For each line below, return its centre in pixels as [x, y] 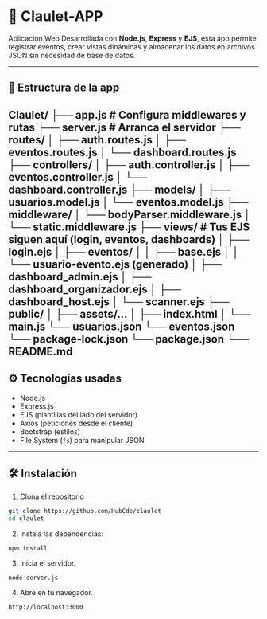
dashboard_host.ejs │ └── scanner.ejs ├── [119, 302]
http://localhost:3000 [46, 607]
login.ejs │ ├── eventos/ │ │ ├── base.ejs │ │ [124, 251]
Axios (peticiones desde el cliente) [76, 423]
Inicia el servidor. [48, 563]
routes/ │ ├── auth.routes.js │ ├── [97, 140]
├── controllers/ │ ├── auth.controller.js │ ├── [129, 165]
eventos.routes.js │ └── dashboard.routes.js [122, 152]
